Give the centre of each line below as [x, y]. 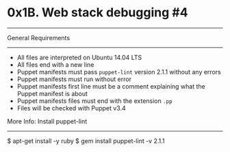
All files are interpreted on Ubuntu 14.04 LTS [79, 57]
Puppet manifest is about [52, 93]
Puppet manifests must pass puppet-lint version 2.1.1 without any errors [119, 72]
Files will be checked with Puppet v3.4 [72, 108]
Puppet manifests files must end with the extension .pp [94, 101]
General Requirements [39, 37]
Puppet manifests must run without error [74, 79]
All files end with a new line [55, 64]
